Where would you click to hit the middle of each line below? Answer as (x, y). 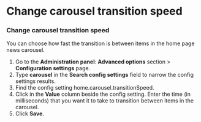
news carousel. (25, 50)
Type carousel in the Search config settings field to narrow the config (104, 75)
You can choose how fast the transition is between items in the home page (100, 43)
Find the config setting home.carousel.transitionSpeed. (85, 88)
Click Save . (30, 113)
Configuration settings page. (53, 68)
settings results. (36, 81)
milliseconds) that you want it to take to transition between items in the (104, 101)
